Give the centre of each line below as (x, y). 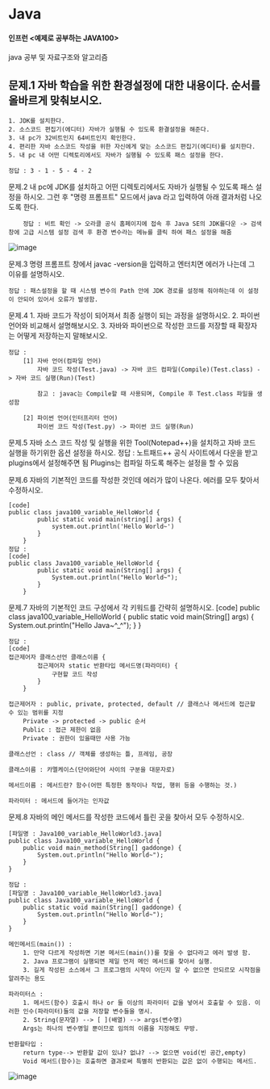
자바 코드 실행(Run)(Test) (56, 379)
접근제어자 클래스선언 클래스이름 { (57, 658)
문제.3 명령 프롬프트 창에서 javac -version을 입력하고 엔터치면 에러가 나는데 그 (132, 264)
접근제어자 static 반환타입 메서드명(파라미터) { (108, 666)
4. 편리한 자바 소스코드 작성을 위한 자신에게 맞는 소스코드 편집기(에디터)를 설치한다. (132, 147)
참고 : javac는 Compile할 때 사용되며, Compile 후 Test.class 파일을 (145, 394)
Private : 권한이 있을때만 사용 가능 (77, 739)
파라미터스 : (26, 995)
